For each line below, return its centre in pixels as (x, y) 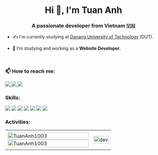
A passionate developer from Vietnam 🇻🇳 (83, 26)
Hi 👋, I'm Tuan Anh (83, 10)
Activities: (18, 122)
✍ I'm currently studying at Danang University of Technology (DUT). (83, 37)
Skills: (13, 98)
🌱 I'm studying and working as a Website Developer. (66, 48)
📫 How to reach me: (30, 71)
